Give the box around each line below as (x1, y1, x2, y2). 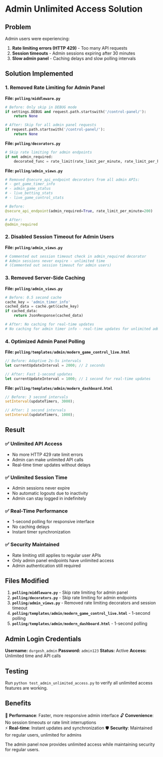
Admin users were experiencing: (5, 36, 70, 41)
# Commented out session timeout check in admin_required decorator (5, 254, 147, 259)
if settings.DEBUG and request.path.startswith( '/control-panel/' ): (5, 109, 147, 114)
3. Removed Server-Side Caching (5, 274, 85, 281)
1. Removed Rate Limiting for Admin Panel (5, 84, 105, 91)
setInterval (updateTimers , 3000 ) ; (5, 399, 75, 404)
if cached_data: (5, 308, 38, 314)
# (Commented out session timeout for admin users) (5, 263, 112, 268)
